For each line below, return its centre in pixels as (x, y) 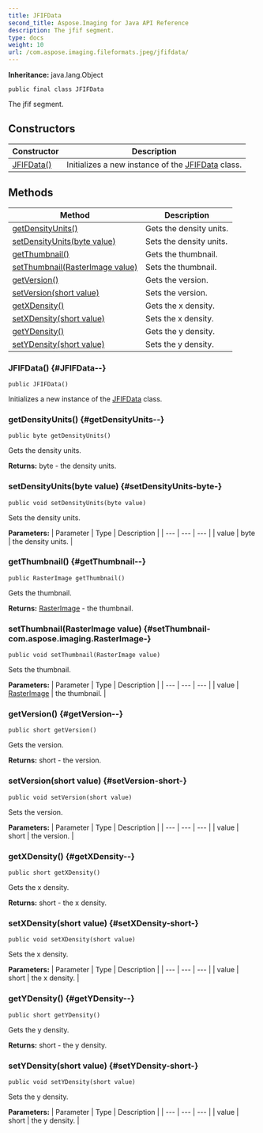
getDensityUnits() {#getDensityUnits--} (86, 419)
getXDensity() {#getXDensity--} (72, 856)
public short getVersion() (53, 730)
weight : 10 (26, 45)
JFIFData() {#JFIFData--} (57, 367)
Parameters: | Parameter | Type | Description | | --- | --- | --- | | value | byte (131, 533)
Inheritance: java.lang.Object (56, 75)
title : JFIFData (35, 15)
